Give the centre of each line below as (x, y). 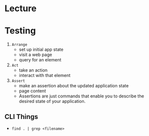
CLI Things (21, 117)
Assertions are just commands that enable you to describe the (82, 96)
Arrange (19, 45)
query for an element (40, 60)
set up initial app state (41, 50)
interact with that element (45, 76)
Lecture (21, 9)
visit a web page (35, 55)
